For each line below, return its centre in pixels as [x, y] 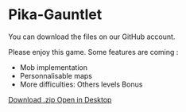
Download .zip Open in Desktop [60, 99]
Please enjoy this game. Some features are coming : [93, 52]
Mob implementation [53, 67]
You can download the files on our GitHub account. [92, 37]
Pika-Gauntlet [55, 15]
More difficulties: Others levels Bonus [81, 84]
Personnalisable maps [56, 75]
